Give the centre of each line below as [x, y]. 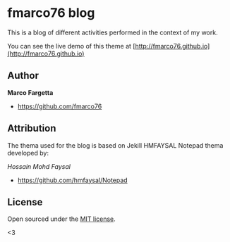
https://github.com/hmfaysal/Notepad [73, 180]
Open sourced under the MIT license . [62, 219]
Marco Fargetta [30, 92]
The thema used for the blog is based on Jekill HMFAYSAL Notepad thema [115, 145]
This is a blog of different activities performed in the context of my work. [113, 32]
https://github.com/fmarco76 [60, 106]
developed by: [28, 153]
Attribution [32, 128]
